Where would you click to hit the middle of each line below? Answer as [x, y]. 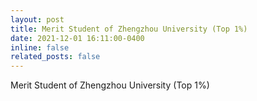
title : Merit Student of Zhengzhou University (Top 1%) [129, 29]
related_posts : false [55, 57]
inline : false [40, 47]
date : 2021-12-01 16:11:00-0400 [77, 38]
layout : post [37, 19]
